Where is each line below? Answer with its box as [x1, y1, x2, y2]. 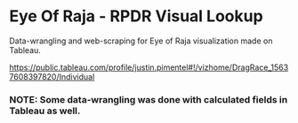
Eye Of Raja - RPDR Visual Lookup [9, 6, 264, 27]
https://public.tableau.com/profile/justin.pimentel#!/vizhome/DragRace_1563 [9, 62, 289, 73]
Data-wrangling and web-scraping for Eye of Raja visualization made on [9, 35, 273, 46]
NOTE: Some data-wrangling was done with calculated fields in [9, 93, 288, 105]
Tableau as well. [9, 104, 81, 117]
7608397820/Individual [9, 71, 95, 81]
